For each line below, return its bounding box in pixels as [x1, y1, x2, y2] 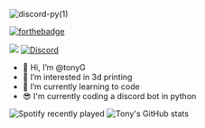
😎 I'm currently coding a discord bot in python [22, 91, 197, 101]
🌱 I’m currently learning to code [22, 81, 140, 92]
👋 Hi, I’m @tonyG [22, 62, 86, 72]
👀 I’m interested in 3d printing [22, 72, 133, 82]
